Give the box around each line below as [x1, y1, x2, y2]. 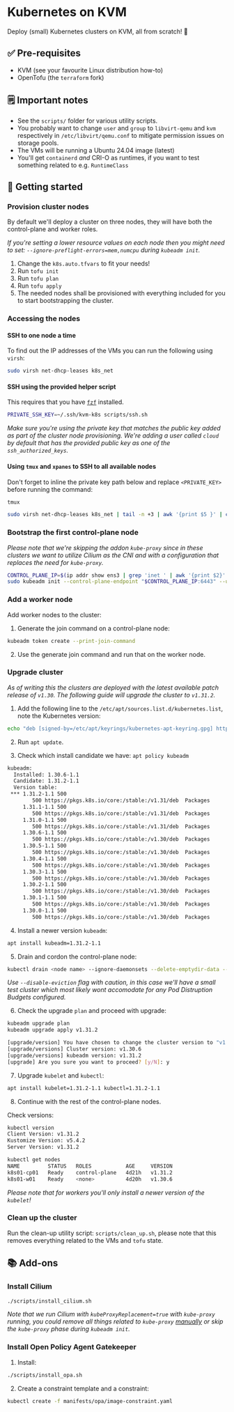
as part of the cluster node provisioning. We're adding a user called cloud [7, 431, 219, 440]
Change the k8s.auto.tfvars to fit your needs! [17, 259, 150, 268]
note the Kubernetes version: [17, 711, 101, 720]
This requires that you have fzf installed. [7, 398, 124, 406]
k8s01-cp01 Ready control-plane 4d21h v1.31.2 [7, 1169, 173, 1176]
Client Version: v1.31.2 [7, 1131, 79, 1138]
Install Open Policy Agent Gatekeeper [7, 1342, 137, 1352]
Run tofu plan [17, 274, 59, 283]
